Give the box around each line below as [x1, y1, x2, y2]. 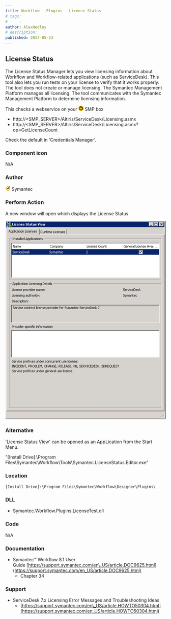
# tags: [5, 13, 22, 19]
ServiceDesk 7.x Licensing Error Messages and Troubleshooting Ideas [12, 597, 160, 603]
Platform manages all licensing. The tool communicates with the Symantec [5, 90, 162, 96]
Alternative [5, 427, 34, 434]
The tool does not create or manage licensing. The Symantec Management [5, 84, 162, 90]
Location [5, 472, 28, 479]
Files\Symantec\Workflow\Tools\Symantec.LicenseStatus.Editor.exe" [5, 459, 149, 465]
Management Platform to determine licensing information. [5, 95, 126, 102]
